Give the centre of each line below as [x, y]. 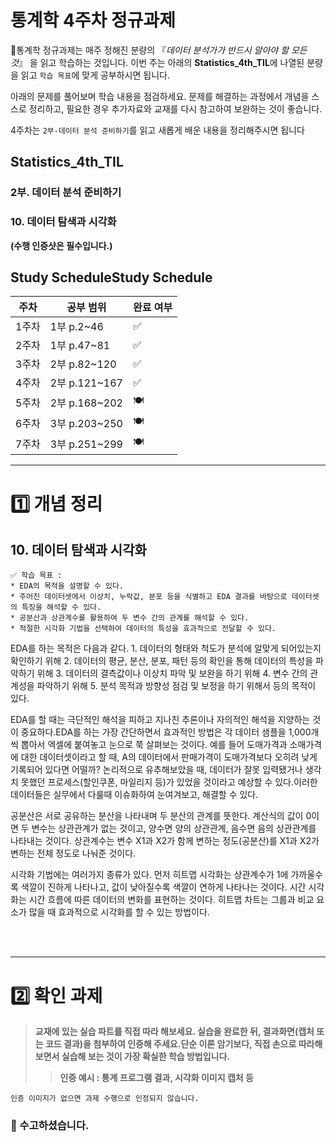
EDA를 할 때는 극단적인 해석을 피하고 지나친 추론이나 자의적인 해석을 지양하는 [160, 720]
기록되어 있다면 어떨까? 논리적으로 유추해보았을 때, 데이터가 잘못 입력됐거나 [156, 770]
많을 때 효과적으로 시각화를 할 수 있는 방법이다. [119, 912]
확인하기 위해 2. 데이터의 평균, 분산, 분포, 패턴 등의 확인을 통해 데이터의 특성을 [162, 661]
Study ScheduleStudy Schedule [111, 277]
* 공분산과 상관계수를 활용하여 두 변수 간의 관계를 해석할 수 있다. [130, 618]
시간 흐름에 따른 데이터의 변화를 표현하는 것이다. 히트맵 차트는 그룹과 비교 [171, 900]
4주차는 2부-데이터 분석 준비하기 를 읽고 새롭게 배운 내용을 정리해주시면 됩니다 [157, 130]
